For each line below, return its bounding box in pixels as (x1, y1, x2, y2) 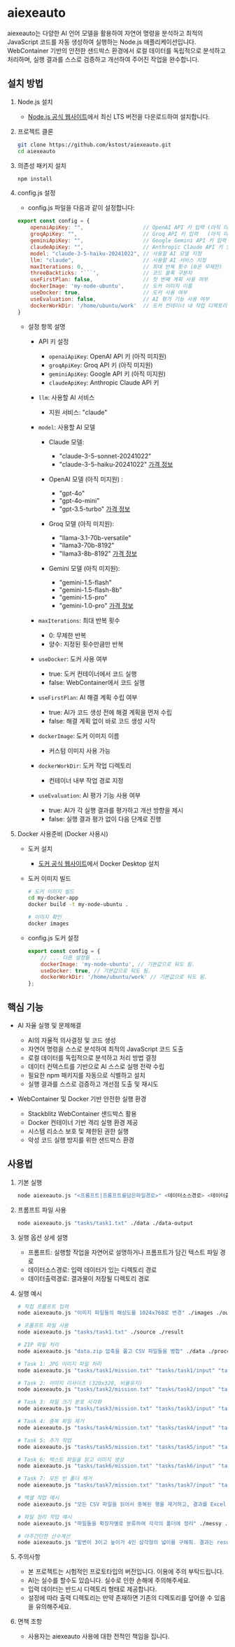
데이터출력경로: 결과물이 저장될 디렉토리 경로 (27, 1274, 150, 1282)
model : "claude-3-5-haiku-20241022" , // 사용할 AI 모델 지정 (30, 250, 202, 257)
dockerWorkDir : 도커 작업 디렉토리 (38, 761, 131, 770)
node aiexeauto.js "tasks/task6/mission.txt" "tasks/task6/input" (17, 1462, 215, 1470)
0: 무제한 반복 (48, 631, 87, 639)
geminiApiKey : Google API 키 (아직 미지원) (48, 369, 166, 378)
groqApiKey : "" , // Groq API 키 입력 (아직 (30, 231, 220, 238)
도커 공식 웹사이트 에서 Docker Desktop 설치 (38, 859, 159, 868)
